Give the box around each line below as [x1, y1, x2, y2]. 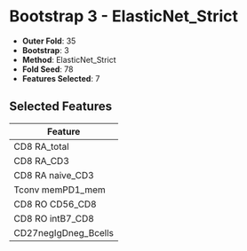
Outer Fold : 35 [21, 35, 76, 46]
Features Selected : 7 [21, 73, 100, 83]
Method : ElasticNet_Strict [21, 54, 117, 65]
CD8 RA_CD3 [13, 154, 69, 167]
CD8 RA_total [13, 140, 69, 153]
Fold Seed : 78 [21, 64, 74, 75]
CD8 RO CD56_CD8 [13, 198, 97, 210]
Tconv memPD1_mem [13, 184, 107, 196]
